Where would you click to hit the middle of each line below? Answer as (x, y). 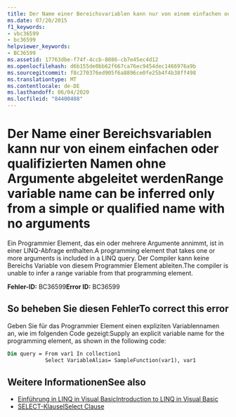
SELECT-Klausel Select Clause (61, 406)
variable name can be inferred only (111, 194)
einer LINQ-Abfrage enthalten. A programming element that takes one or (111, 250)
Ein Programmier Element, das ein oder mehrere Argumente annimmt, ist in (116, 243)
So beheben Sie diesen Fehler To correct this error (118, 309)
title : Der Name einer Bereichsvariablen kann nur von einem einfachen (114, 14)
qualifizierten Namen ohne (87, 164)
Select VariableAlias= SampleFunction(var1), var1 (120, 360)
